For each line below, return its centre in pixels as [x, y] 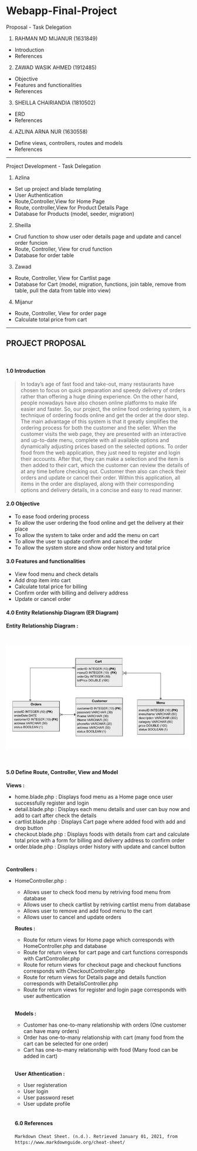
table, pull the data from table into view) [63, 290]
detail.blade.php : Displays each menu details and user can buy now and [102, 809]
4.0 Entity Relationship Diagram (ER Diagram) [62, 612]
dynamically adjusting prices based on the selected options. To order [104, 446]
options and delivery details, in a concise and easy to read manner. [101, 490]
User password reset [49, 1097]
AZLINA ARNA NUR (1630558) [51, 131]
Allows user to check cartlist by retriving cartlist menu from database [107, 904]
